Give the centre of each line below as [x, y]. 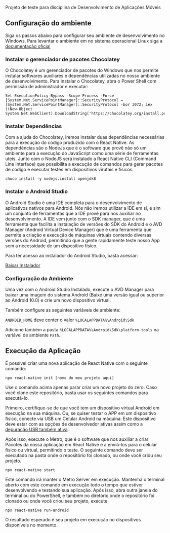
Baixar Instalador [23, 265]
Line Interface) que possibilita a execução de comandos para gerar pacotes [84, 164]
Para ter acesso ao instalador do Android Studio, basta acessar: [72, 255]
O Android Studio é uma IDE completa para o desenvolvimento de [74, 203]
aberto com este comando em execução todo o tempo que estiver [74, 485]
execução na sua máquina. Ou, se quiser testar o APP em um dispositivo [81, 413]
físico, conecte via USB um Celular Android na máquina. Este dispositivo [80, 418]
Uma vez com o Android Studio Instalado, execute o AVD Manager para [80, 289]
